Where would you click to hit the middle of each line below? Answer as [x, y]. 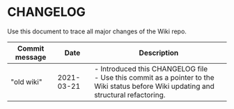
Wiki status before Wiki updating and [154, 86]
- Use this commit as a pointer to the [154, 77]
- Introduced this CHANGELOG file [151, 69]
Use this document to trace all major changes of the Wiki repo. [97, 31]
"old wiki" [26, 82]
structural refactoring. [130, 94]
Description [159, 53]
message [31, 57]
